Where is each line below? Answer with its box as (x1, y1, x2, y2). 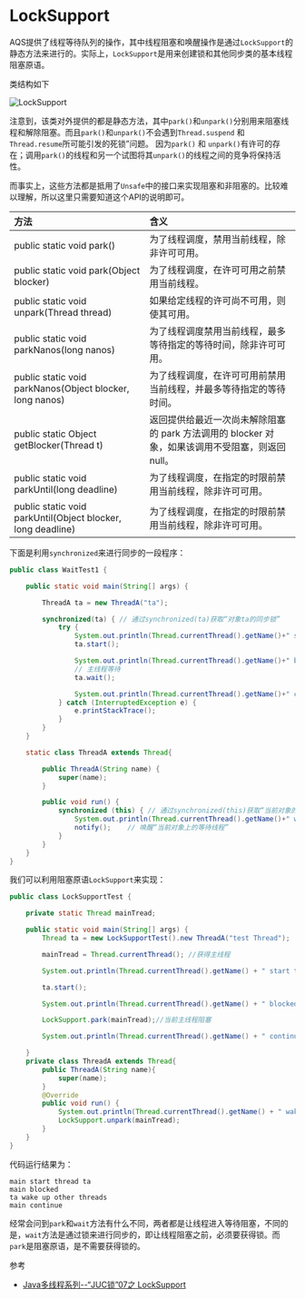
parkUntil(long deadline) (14, 483, 118, 496)
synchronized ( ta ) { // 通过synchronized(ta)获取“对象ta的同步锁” (42, 615, 280, 624)
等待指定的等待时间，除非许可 (149, 338, 277, 350)
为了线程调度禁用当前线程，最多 (149, 324, 286, 337)
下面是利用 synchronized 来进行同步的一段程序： (9, 546, 186, 558)
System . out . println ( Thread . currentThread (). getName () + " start (42, 966, 290, 976)
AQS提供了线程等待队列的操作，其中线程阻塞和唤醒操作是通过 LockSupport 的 (9, 36, 293, 47)
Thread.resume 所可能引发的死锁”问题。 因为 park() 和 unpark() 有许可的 (9, 138, 273, 149)
